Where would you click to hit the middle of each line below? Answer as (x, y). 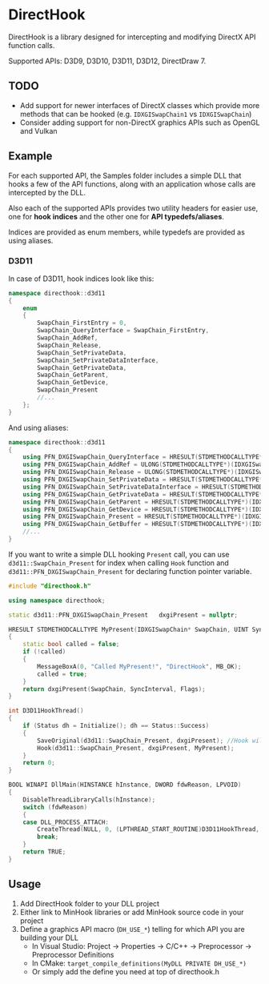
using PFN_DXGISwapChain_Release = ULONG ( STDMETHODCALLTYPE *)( (130, 472)
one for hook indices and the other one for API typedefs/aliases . (116, 216)
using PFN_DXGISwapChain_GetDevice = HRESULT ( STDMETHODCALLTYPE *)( (137, 509)
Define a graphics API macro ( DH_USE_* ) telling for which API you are (132, 929)
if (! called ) (44, 652)
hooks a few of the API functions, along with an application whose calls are (132, 184)
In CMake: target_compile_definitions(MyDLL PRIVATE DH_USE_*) (139, 963)
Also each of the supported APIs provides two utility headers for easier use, (133, 208)
